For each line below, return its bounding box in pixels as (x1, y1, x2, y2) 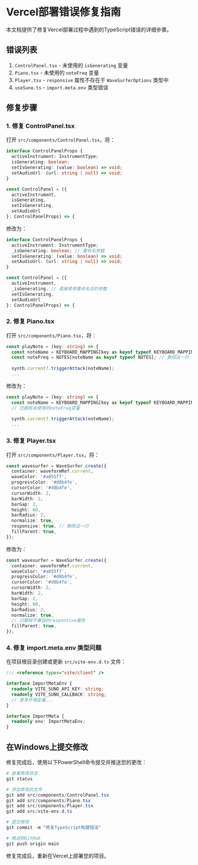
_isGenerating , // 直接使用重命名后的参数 (11, 285, 108, 292)
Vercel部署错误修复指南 (6, 5, 121, 19)
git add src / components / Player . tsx (6, 803, 94, 809)
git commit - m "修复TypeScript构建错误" (6, 825, 101, 831)
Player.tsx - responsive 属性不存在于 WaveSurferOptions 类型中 (14, 76, 169, 83)
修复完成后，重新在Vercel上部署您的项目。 (6, 852, 110, 859)
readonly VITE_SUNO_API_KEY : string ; (11, 686, 104, 692)
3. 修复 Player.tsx (6, 437, 56, 445)
